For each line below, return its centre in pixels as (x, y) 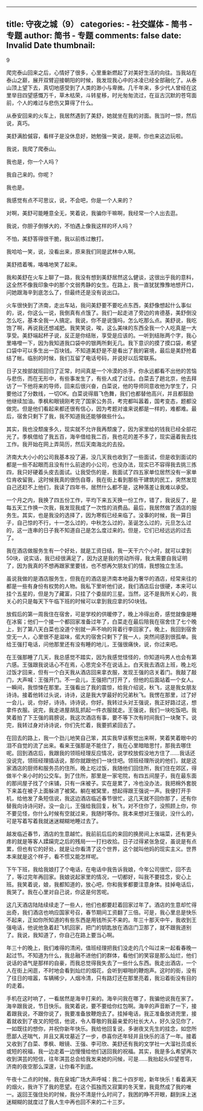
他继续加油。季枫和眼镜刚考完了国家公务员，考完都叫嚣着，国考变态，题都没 (101, 401)
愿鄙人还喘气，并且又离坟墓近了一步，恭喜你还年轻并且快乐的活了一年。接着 (101, 1036)
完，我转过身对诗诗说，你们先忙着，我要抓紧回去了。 (72, 725)
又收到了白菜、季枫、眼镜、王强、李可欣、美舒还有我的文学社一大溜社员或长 (101, 1043)
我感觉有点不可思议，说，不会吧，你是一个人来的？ (70, 200)
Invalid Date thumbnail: (51, 46)
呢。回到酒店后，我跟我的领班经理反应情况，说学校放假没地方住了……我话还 (101, 753)
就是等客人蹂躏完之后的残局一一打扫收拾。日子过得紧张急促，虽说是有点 (107, 841)
